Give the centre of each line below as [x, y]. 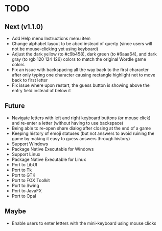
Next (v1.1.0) [24, 27]
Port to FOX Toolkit [31, 180]
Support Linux [26, 154]
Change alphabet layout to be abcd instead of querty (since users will [82, 44]
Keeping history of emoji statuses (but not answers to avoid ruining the [83, 133]
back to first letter [30, 80]
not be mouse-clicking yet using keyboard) [55, 49]
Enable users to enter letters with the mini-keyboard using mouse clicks [84, 223]
